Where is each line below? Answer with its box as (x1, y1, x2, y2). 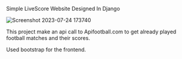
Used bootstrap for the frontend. (6, 46, 87, 53)
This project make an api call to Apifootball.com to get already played (6, 28, 177, 35)
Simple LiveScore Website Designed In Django (6, 5, 121, 12)
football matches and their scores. (6, 35, 91, 41)
